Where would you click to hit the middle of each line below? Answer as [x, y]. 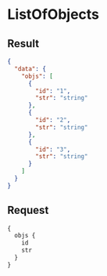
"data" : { [30, 68]
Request [28, 210]
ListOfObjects [53, 15]
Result [23, 44]
